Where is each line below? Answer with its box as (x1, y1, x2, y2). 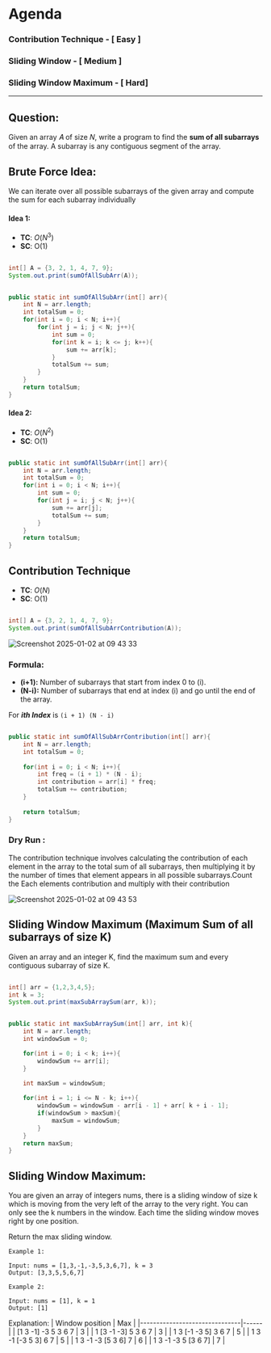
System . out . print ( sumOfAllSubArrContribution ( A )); (8, 624, 182, 632)
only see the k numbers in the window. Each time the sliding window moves (8, 1208, 260, 1217)
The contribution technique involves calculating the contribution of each (8, 853, 248, 862)
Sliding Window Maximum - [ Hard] (8, 77, 149, 88)
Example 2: (8, 1283, 45, 1292)
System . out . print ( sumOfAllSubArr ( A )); (8, 272, 139, 280)
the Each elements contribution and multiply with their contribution (8, 879, 230, 888)
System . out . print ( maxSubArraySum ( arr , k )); (8, 998, 157, 1006)
